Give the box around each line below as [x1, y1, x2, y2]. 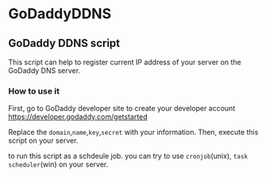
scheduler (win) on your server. [8, 160, 109, 169]
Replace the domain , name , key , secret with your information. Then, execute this [8, 128, 259, 137]
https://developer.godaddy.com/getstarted [8, 112, 148, 121]
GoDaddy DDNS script [8, 37, 121, 50]
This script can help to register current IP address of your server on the [8, 57, 241, 67]
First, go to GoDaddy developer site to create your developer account [8, 104, 236, 114]
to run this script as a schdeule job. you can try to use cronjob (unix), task [8, 152, 249, 161]
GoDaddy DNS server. [8, 66, 81, 75]
